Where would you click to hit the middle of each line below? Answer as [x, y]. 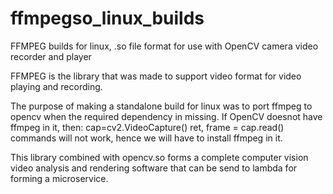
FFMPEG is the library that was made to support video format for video [156, 76]
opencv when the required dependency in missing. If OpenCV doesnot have [166, 116]
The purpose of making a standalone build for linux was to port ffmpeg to [161, 106]
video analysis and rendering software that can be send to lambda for [154, 168]
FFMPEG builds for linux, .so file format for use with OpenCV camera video [164, 46]
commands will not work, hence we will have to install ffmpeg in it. [146, 138]
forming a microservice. [59, 178]
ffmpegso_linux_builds [107, 18]
